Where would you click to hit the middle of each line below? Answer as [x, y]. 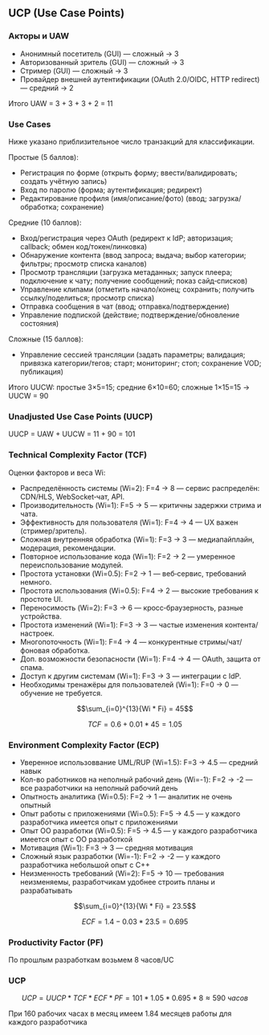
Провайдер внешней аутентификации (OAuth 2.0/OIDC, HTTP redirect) [140, 79]
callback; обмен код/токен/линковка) [84, 246]
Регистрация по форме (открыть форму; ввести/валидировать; [128, 173]
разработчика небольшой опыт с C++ [85, 865]
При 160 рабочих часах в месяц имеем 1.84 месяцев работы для [120, 1014]
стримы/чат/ [221, 641]
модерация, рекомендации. [68, 548]
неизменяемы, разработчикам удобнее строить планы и [117, 882]
